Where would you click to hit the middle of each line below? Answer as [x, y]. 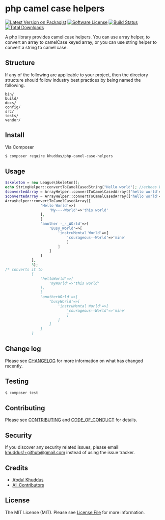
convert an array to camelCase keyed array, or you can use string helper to [81, 42]
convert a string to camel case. [36, 47]
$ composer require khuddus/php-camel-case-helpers [59, 156]
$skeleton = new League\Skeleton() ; [42, 183]
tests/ [12, 116]
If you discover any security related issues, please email [62, 447]
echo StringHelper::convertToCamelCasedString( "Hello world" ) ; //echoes [81, 187]
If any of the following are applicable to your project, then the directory [77, 75]
